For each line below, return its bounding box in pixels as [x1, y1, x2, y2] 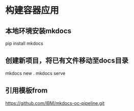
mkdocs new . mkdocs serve [5, 70, 66, 76]
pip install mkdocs [5, 40, 43, 46]
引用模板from [5, 86, 48, 95]
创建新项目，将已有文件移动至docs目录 [5, 57, 129, 65]
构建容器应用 [5, 5, 60, 16]
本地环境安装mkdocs [5, 26, 72, 35]
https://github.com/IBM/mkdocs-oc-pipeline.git [5, 100, 105, 106]
